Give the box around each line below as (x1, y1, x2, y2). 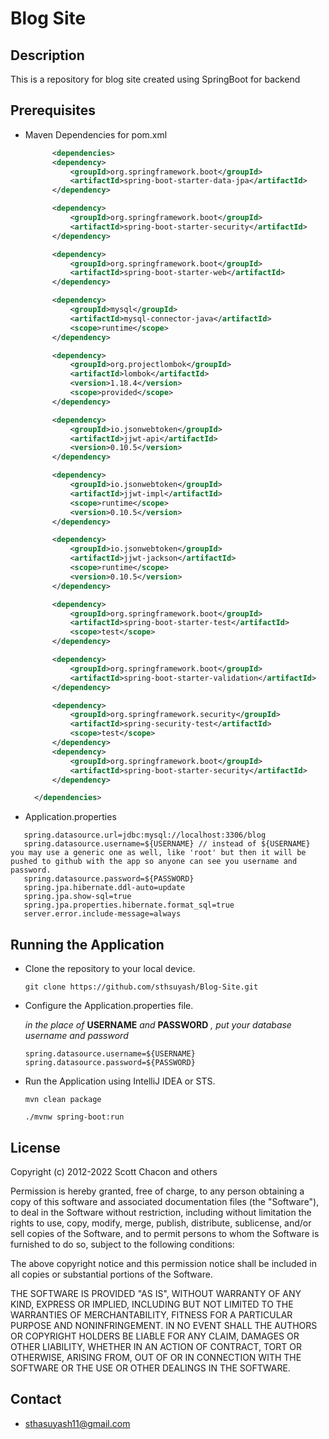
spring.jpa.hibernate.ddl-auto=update (23, 883, 186, 893)
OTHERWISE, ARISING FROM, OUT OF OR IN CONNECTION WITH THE (10, 1351, 302, 1363)
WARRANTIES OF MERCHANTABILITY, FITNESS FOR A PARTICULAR (10, 1308, 293, 1321)
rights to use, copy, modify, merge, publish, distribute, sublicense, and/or (10, 1217, 312, 1229)
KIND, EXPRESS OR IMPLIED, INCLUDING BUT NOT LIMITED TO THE (10, 1298, 294, 1310)
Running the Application (10, 936, 165, 953)
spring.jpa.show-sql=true (23, 892, 132, 902)
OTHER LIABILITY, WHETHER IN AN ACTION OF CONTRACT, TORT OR (10, 1340, 302, 1352)
